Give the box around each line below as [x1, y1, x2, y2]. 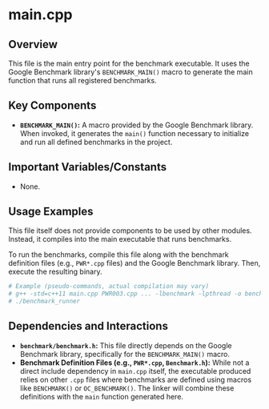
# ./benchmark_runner [8, 298, 81, 306]
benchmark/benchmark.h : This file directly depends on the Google [19, 340, 232, 350]
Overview [8, 38, 58, 51]
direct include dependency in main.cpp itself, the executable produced [19, 366, 251, 375]
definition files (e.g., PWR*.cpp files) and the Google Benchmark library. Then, [8, 259, 261, 268]
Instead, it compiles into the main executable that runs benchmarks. [8, 235, 232, 244]
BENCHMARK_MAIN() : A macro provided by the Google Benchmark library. [19, 120, 254, 130]
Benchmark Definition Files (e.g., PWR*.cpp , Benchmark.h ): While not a [19, 358, 250, 367]
